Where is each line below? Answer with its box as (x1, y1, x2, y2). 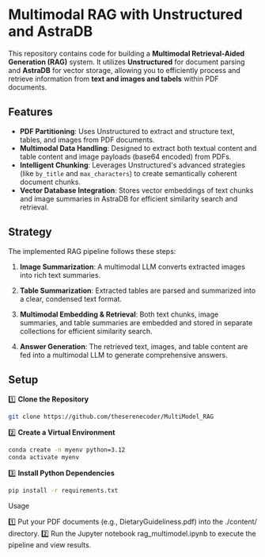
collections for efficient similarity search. (19, 326, 153, 336)
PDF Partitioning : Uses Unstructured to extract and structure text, (19, 126, 235, 136)
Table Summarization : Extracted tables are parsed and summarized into (19, 286, 256, 295)
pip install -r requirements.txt (8, 486, 119, 494)
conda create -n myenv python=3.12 (8, 446, 126, 454)
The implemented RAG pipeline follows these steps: (8, 246, 176, 255)
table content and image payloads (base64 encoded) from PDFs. (19, 152, 232, 161)
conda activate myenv (8, 454, 80, 462)
